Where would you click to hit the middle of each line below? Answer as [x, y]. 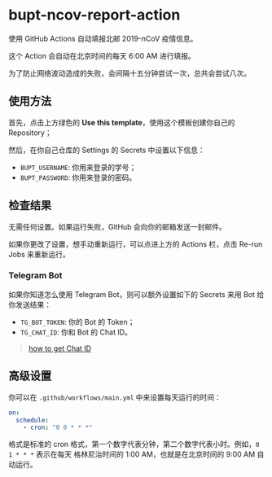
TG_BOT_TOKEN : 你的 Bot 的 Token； [77, 322]
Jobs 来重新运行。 [39, 254]
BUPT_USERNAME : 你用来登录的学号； [78, 167]
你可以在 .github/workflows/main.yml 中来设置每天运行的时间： [115, 397]
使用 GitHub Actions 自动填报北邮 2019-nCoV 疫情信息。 [103, 38]
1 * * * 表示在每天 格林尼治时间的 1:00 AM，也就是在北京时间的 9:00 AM [132, 454]
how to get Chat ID [60, 348]
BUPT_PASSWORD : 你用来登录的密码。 [78, 177]
